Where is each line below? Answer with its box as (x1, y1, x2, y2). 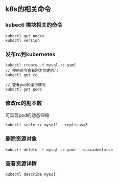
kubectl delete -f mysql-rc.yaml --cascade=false (5, 147, 113, 152)
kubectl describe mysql (5, 172, 56, 177)
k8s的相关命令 (5, 5, 51, 14)
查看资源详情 (5, 160, 37, 167)
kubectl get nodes (5, 33, 44, 38)
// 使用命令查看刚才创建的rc (5, 68, 59, 73)
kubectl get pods (5, 86, 42, 92)
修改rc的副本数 (5, 99, 42, 106)
